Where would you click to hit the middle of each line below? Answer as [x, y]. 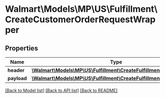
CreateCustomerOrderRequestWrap [80, 19]
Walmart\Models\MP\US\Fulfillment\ [82, 9]
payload [17, 78]
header [16, 70]
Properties [22, 48]
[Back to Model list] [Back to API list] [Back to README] [61, 90]
